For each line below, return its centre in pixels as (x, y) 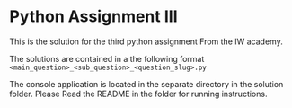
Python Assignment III (93, 17)
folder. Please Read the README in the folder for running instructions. (138, 94)
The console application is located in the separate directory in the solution (146, 84)
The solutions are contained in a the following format (107, 58)
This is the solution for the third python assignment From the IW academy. (146, 41)
